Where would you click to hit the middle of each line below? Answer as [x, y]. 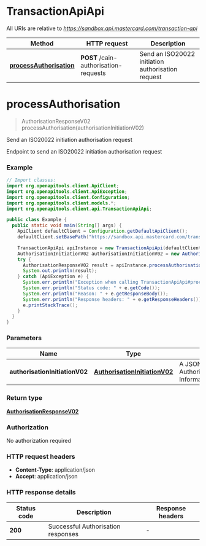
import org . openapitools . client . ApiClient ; [63, 186]
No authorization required [39, 441]
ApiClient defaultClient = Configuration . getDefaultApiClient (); [103, 232]
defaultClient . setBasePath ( [53, 237]
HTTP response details [41, 493]
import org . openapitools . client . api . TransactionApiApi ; [79, 209]
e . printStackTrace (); [50, 305]
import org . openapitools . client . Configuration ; [68, 197]
